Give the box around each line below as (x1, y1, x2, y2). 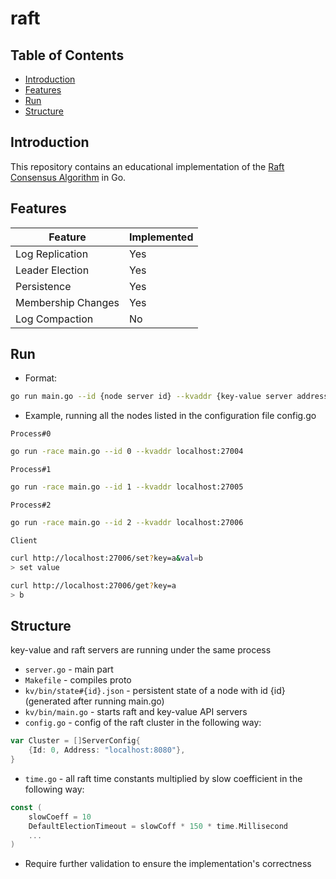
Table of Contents (10, 47, 125, 64)
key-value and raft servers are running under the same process (10, 644, 272, 656)
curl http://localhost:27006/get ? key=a (10, 580, 177, 591)
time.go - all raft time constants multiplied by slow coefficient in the (24, 772, 303, 784)
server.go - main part (24, 663, 114, 676)
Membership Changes (15, 295, 120, 309)
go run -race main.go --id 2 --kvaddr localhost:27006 (10, 518, 244, 528)
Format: (24, 372, 58, 384)
